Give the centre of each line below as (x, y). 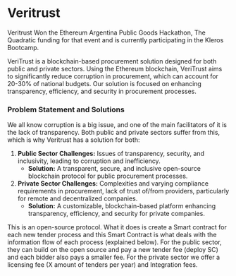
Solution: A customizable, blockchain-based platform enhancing (122, 206)
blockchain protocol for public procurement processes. (108, 176)
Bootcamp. (23, 47)
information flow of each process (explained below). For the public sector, (114, 242)
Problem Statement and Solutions (66, 109)
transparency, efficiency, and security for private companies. (117, 214)
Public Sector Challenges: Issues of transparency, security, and (111, 154)
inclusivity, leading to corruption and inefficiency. (89, 161)
